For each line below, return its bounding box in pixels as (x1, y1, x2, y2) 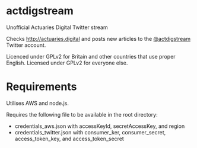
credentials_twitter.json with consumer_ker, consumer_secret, (14, 128, 166, 136)
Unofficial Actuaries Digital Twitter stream (6, 24, 108, 31)
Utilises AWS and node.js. (6, 99, 69, 107)
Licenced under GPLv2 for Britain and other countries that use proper (6, 53, 176, 60)
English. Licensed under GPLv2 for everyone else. (6, 59, 128, 66)
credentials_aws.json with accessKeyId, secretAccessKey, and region (14, 123, 185, 130)
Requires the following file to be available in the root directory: (6, 111, 158, 118)
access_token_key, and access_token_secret (14, 135, 125, 142)
